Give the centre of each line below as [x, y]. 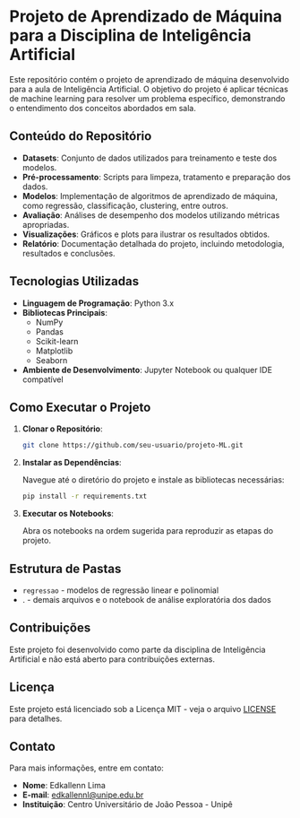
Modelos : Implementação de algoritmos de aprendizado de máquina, [150, 196]
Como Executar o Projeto [80, 407]
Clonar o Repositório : [62, 429]
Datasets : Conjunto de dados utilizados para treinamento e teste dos [150, 158]
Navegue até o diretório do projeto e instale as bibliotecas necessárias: [153, 480]
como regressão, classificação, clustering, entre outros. [125, 205]
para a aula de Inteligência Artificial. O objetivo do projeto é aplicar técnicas [149, 89]
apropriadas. [46, 224]
